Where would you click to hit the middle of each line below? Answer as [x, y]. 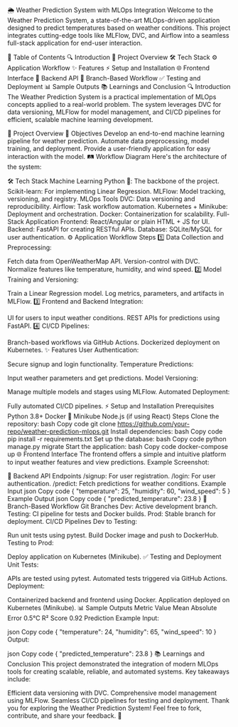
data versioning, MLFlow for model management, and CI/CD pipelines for [114, 112]
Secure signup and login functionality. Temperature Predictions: [101, 364]
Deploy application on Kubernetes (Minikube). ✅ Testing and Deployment [114, 557]
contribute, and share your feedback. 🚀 [65, 716]
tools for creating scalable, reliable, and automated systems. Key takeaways [118, 671]
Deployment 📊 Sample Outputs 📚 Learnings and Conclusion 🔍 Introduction [119, 87]
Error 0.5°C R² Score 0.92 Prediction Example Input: [83, 618]
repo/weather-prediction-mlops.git [58, 431]
